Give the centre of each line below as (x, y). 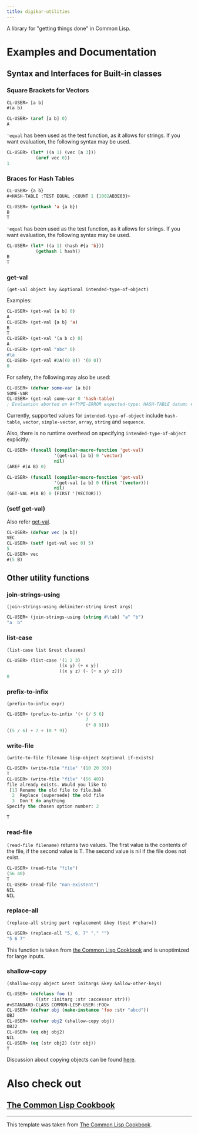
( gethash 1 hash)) (58, 251)
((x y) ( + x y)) (79, 666)
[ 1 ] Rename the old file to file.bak (55, 790)
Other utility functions (48, 578)
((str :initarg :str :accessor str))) (83, 999)
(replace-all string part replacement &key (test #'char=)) (82, 923)
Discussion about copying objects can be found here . (71, 1060)
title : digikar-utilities (38, 11)
